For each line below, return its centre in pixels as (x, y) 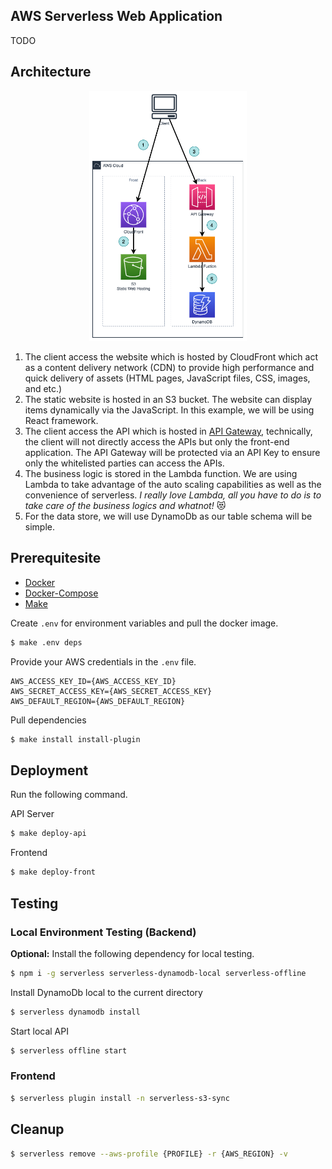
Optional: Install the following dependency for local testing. (132, 953)
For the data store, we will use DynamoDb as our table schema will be (168, 516)
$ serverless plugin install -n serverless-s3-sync (120, 1098)
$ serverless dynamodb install (75, 1012)
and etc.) (43, 389)
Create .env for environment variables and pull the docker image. (144, 623)
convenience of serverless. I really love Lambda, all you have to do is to (173, 495)
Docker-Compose (61, 593)
